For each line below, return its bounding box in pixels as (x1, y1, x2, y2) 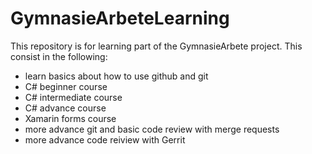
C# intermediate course (24, 91, 123, 103)
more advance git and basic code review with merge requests (24, 123, 280, 135)
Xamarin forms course (24, 112, 117, 124)
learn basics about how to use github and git (24, 70, 209, 82)
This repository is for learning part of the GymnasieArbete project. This (10, 40, 303, 52)
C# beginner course (24, 80, 108, 92)
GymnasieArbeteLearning (10, 7, 230, 30)
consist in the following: (10, 50, 108, 62)
